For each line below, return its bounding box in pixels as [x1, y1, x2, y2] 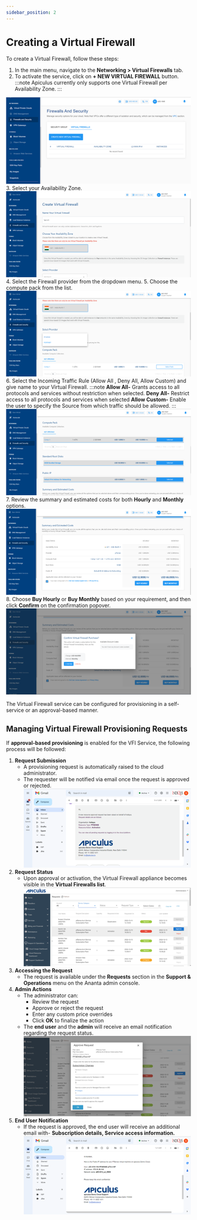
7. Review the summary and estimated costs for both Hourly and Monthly [6, 496, 184, 503]
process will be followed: [6, 746, 66, 753]
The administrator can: [23, 992, 79, 999]
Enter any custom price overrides [32, 1011, 113, 1018]
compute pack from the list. [6, 284, 73, 291]
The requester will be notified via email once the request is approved [23, 776, 189, 783]
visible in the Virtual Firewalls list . [23, 881, 107, 888]
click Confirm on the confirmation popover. [6, 602, 111, 609]
